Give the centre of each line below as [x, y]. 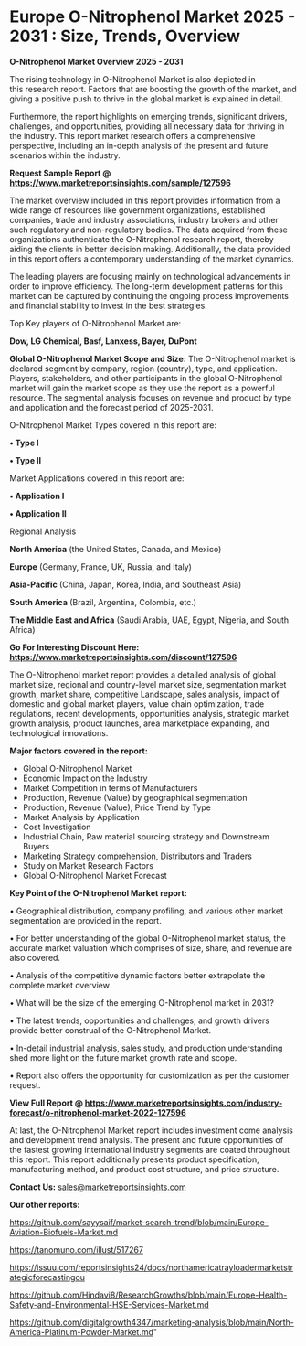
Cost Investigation [57, 827]
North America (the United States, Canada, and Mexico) [116, 549]
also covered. [35, 957]
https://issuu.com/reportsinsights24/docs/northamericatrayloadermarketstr [152, 1267]
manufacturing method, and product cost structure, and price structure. [144, 1169]
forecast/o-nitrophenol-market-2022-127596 [98, 1112]
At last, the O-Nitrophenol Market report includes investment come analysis [152, 1130]
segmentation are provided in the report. [85, 920]
